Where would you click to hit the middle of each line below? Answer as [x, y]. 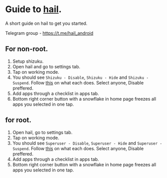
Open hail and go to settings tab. [46, 66]
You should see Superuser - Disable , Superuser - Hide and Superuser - [87, 143]
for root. [18, 120]
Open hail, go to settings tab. [43, 132]
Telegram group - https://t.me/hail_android [49, 33]
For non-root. [27, 49]
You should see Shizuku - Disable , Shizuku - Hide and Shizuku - [80, 77]
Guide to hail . [33, 9]
